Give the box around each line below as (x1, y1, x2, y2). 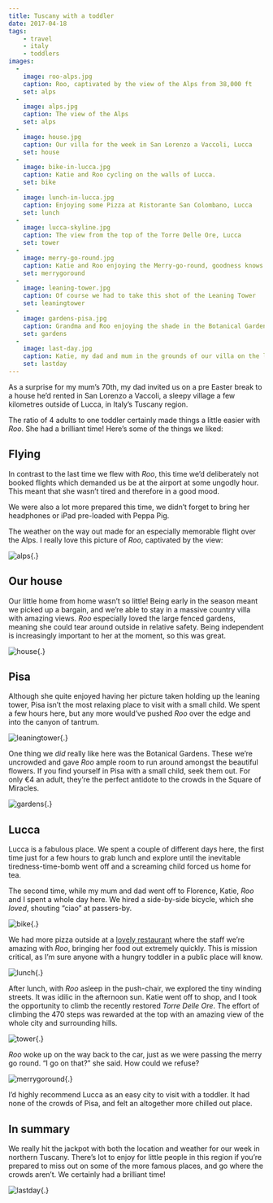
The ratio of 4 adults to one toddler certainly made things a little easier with (8, 415, 261, 425)
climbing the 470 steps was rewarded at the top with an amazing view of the (8, 1009, 264, 1019)
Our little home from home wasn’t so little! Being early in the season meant (8, 595, 258, 606)
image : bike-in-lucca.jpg (23, 163, 111, 172)
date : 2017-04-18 (8, 20, 67, 28)
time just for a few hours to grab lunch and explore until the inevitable (8, 853, 241, 863)
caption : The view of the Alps (23, 111, 129, 119)
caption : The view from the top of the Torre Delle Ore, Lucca (23, 231, 242, 240)
